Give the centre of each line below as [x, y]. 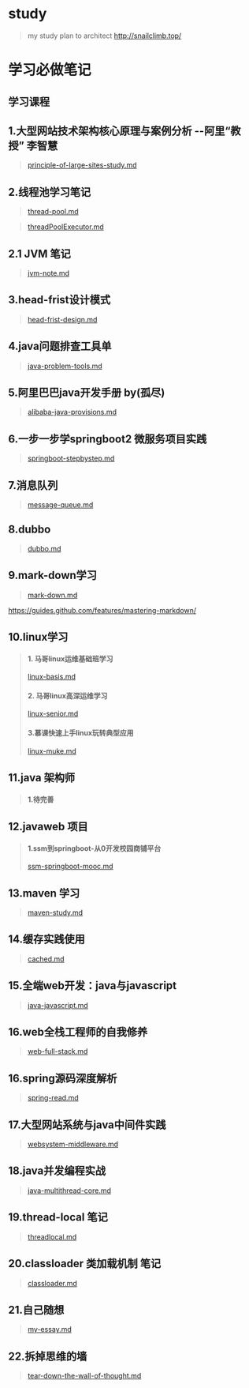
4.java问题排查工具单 [60, 346]
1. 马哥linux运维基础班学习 [70, 658]
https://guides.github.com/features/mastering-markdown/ [102, 610]
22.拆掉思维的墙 [48, 1356]
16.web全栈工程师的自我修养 [78, 1032]
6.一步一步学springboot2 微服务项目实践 [108, 439]
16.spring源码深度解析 [63, 1078]
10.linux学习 [38, 637]
